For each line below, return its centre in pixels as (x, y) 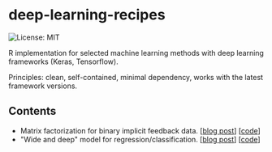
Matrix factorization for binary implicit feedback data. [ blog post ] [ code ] (140, 130)
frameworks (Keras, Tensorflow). (64, 61)
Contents (32, 111)
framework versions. (43, 86)
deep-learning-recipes (87, 15)
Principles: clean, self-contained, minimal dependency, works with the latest (136, 77)
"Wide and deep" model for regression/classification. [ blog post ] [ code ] (140, 139)
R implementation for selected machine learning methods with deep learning (136, 53)
